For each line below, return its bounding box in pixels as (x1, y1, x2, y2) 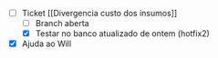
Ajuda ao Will (21, 38, 72, 49)
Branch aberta (35, 18, 89, 29)
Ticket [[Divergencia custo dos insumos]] (21, 8, 178, 18)
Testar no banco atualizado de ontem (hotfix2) (35, 28, 211, 39)
